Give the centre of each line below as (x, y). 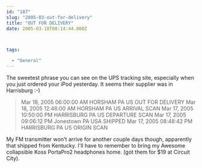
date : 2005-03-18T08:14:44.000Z (47, 28)
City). (13, 158)
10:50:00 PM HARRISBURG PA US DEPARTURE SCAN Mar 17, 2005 (103, 115)
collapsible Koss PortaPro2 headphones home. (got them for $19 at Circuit (98, 152)
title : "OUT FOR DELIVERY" (40, 23)
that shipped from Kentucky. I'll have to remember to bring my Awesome (96, 145)
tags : (13, 50)
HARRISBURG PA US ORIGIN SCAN (64, 127)
